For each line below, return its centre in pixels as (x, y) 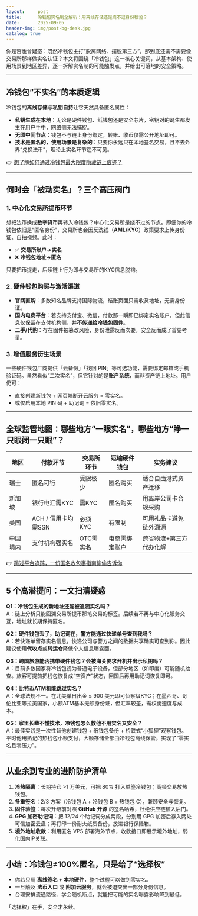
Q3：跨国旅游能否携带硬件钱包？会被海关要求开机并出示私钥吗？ (85, 661)
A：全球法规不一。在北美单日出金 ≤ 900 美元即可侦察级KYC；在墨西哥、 (94, 695)
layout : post (27, 12)
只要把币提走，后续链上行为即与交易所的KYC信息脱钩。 (73, 269)
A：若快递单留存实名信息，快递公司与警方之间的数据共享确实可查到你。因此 (98, 641)
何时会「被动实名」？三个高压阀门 (68, 190)
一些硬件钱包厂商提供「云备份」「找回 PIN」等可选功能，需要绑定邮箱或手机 (98, 368)
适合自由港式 (160, 479)
